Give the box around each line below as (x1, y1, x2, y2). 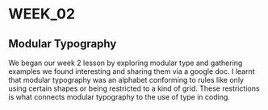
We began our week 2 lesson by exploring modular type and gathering (8, 58, 243, 67)
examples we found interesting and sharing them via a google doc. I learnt (8, 67, 256, 76)
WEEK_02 (8, 5, 75, 23)
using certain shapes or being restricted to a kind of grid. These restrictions (8, 84, 260, 93)
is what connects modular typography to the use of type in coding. (8, 92, 230, 101)
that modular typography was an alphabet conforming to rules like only (8, 75, 245, 84)
